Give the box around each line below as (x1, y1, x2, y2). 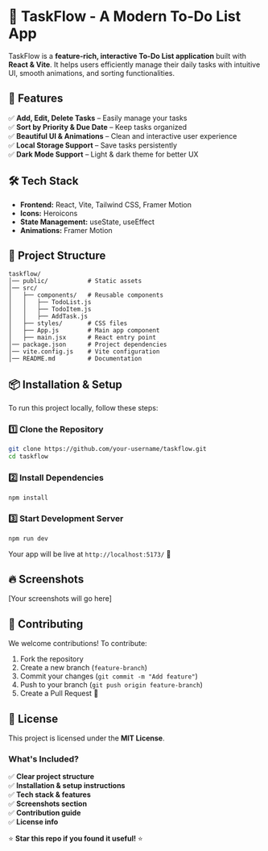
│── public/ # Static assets (8, 277, 142, 286)
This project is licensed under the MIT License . (8, 733, 165, 743)
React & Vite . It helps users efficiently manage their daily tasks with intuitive (8, 60, 261, 69)
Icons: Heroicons (19, 208, 78, 218)
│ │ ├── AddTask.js (8, 312, 89, 321)
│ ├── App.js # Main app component (8, 327, 160, 335)
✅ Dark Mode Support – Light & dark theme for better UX (8, 149, 199, 159)
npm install (8, 494, 48, 502)
